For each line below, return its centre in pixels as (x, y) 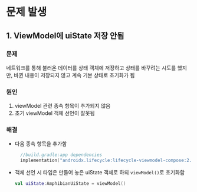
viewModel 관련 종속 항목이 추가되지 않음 (63, 106)
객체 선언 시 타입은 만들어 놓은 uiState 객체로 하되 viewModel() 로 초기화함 (99, 173)
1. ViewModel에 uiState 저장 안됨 (65, 36)
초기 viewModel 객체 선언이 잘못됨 (55, 113)
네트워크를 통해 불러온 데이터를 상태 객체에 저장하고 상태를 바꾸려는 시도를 (91, 68)
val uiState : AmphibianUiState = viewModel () (70, 184)
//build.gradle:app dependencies (61, 155)
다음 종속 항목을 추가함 (41, 144)
